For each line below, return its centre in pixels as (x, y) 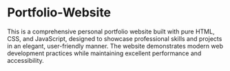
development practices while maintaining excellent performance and (104, 53)
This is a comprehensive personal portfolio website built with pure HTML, (111, 31)
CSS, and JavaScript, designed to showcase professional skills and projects (115, 38)
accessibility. (26, 60)
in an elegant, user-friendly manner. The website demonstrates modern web (115, 46)
